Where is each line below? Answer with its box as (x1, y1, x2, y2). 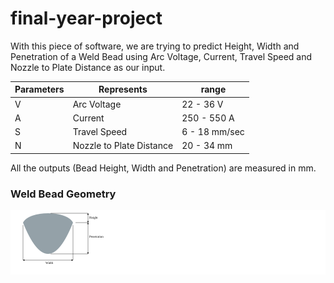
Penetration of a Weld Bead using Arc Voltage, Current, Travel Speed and (10, 50, 313, 62)
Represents (98, 83, 148, 96)
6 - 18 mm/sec (181, 126, 245, 138)
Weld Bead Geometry (10, 187, 117, 201)
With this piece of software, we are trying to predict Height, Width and (10, 40, 300, 52)
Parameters (14, 83, 65, 96)
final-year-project (10, 7, 163, 30)
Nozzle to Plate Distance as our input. (10, 61, 166, 73)
